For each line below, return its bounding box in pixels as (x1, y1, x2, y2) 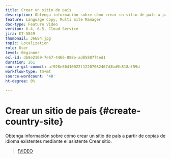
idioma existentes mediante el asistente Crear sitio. (5, 138, 112, 144)
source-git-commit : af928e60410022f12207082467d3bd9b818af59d (5, 64, 140, 69)
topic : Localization (5, 41, 49, 46)
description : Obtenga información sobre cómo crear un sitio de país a (5, 12, 160, 17)
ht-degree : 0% (5, 78, 36, 84)
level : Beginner (5, 50, 40, 55)
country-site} (5, 116, 64, 127)
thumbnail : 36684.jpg (5, 36, 51, 41)
